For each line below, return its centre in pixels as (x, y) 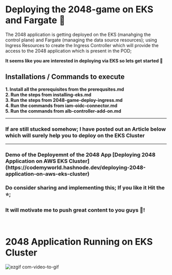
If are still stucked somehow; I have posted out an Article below (86, 129)
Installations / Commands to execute (65, 77)
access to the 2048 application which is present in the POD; (69, 51)
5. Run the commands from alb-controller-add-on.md (63, 111)
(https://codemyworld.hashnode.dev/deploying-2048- (76, 167)
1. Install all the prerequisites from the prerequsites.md (65, 89)
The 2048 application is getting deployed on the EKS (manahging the (78, 34)
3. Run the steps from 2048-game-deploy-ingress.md (64, 100)
